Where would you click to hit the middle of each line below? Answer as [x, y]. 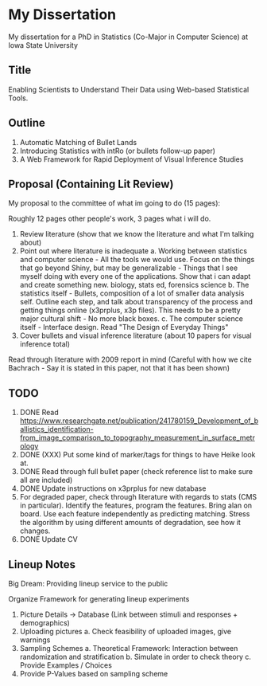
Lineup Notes [42, 564]
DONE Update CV [48, 539]
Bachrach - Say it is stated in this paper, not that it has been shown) [119, 368]
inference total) [44, 344]
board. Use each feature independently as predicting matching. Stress [135, 514]
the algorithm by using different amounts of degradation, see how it [130, 523]
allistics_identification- [56, 429]
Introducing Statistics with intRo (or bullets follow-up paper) [118, 151]
